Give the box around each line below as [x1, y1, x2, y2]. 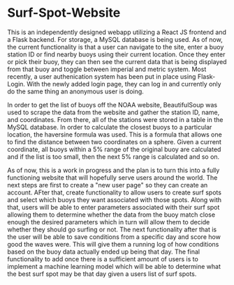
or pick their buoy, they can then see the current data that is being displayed [7, 57, 227, 66]
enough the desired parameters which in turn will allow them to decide [7, 217, 210, 226]
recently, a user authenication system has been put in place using [7, 72, 196, 81]
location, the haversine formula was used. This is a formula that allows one [7, 130, 222, 139]
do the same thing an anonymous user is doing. [7, 87, 145, 95]
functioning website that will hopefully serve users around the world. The [7, 173, 218, 182]
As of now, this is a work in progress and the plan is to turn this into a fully [7, 166, 220, 174]
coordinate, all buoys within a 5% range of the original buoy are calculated [7, 145, 221, 153]
